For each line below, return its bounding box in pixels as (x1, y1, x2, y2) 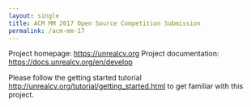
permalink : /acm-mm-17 (8, 27, 85, 35)
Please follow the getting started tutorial (8, 73, 142, 83)
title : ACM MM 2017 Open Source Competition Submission (8, 19, 201, 27)
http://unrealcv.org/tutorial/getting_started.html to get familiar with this (8, 81, 244, 91)
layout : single (8, 11, 60, 20)
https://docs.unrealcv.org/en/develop (8, 57, 134, 67)
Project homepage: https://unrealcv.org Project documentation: (8, 49, 220, 59)
